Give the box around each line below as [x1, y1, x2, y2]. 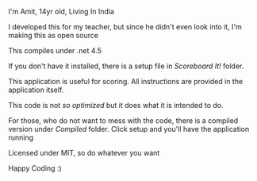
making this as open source [8, 31, 99, 40]
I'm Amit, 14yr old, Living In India [8, 7, 115, 16]
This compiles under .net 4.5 [8, 46, 102, 55]
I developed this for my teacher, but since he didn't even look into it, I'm [8, 22, 242, 31]
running [8, 133, 34, 142]
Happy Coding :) [8, 164, 62, 173]
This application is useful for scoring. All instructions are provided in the [8, 77, 244, 86]
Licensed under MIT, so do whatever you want [8, 148, 160, 157]
